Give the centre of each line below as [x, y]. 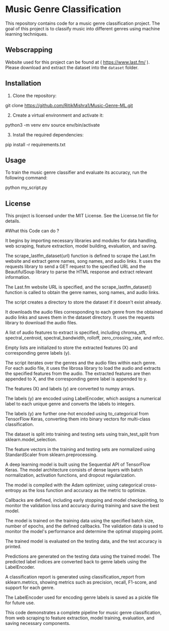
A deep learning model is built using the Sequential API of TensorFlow [78, 465]
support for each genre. [30, 588]
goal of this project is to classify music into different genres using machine [83, 28]
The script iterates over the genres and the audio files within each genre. [81, 363]
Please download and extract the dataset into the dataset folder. [72, 67]
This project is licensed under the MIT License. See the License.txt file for [82, 216]
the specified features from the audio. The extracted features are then [78, 374]
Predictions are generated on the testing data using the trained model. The [83, 556]
